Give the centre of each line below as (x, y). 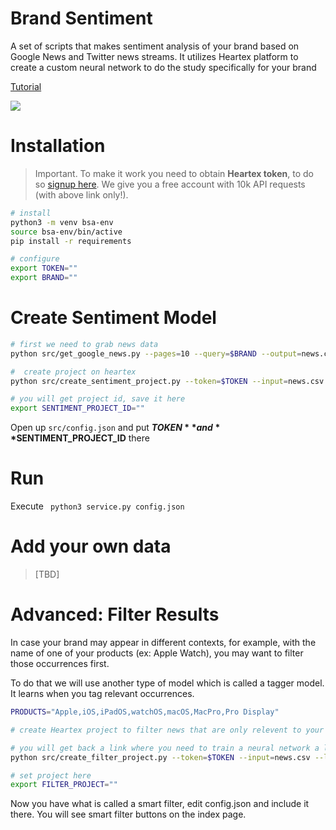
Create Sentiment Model (113, 318)
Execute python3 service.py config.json (97, 506)
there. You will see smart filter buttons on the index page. (128, 814)
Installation (58, 146)
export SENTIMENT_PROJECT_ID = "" (77, 408)
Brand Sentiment (81, 18)
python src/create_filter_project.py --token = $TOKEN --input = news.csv (160, 757)
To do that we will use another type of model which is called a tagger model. (167, 683)
